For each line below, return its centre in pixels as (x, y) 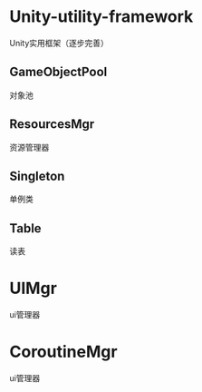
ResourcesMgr (52, 124)
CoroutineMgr (63, 352)
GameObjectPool (58, 72)
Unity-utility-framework (101, 17)
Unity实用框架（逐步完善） (59, 43)
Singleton (37, 176)
